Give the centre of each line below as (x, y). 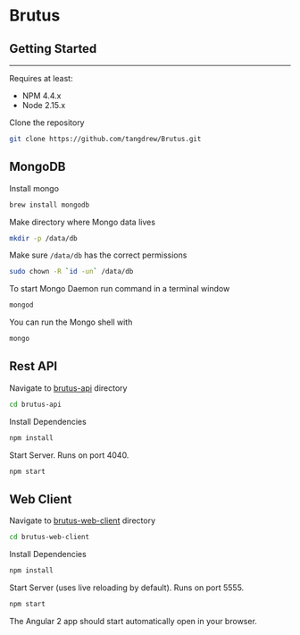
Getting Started (53, 49)
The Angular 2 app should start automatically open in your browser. (133, 621)
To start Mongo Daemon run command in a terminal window (120, 289)
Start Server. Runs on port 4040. (69, 455)
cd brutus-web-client (50, 538)
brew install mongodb (50, 205)
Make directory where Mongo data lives (83, 222)
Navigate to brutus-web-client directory (83, 521)
